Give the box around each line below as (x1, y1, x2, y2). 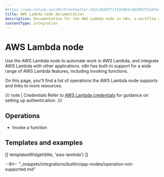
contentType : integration (5, 20, 58, 26)
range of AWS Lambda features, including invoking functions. (5, 68, 128, 74)
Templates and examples (5, 138, 83, 147)
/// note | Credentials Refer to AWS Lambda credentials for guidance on (5, 92, 149, 98)
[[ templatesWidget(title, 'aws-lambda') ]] (5, 152, 88, 157)
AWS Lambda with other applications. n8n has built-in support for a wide (5, 63, 151, 69)
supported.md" (5, 166, 36, 172)
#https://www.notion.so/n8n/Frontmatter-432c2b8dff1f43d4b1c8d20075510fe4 (5, 7, 161, 12)
